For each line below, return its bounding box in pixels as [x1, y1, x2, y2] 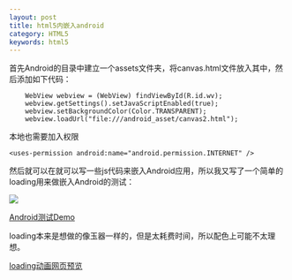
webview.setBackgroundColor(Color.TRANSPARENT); [25, 107, 207, 116]
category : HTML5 [9, 29, 69, 38]
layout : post [9, 12, 57, 22]
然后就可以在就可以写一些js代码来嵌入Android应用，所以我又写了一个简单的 [9, 165, 284, 177]
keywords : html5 [9, 37, 69, 47]
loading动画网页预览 [9, 261, 83, 271]
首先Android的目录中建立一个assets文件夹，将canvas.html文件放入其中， [9, 63, 276, 73]
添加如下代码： [16, 74, 71, 85]
